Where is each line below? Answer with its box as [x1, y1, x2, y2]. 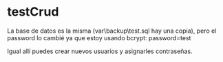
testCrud [7, 4, 59, 20]
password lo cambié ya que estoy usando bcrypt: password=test [7, 33, 191, 42]
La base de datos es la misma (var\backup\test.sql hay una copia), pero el [7, 27, 217, 35]
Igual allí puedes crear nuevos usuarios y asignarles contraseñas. [7, 47, 193, 55]
